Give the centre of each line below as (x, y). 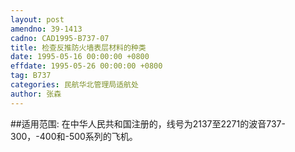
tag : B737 (31, 76)
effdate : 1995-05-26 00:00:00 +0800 (86, 66)
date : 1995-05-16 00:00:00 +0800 (80, 57)
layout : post (37, 19)
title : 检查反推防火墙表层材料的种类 (78, 47)
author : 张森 (36, 94)
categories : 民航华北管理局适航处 (74, 85)
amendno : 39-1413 (46, 29)
